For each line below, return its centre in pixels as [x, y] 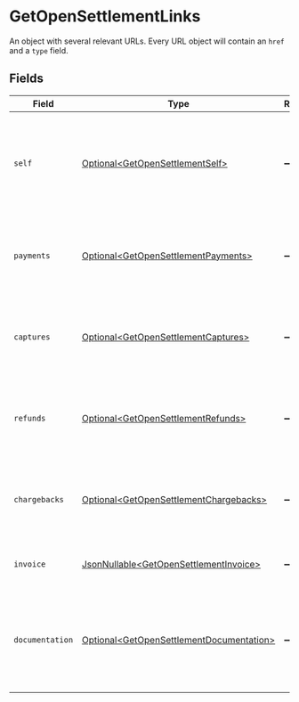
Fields [27, 79]
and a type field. [39, 50]
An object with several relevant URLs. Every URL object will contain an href [147, 41]
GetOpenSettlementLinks [105, 16]
